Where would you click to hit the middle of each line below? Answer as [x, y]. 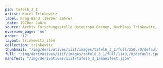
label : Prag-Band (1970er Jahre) [39, 18]
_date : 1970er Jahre [26, 23]
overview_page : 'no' [26, 32]
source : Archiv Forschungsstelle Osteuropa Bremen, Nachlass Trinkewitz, [81, 27]
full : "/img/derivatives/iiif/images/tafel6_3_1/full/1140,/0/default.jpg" [83, 54]
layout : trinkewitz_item [30, 41]
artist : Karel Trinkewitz [31, 14]
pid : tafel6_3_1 [21, 9]
